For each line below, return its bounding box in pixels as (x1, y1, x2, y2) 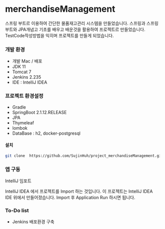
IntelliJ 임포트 (5, 178, 32, 184)
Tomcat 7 (12, 69, 31, 75)
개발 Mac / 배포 (12, 58, 43, 64)
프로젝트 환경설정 (5, 92, 44, 99)
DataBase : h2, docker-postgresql (12, 130, 81, 136)
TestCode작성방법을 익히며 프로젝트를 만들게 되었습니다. (5, 32, 114, 38)
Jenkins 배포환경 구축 (12, 219, 55, 225)
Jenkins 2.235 (12, 74, 41, 80)
